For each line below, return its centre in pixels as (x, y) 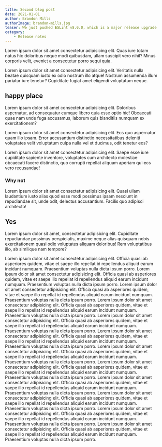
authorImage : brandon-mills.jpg (37, 23)
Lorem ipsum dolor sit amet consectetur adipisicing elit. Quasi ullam (73, 191)
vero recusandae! (22, 168)
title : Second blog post (30, 9)
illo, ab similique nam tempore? (36, 249)
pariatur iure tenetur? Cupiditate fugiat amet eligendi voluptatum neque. (76, 80)
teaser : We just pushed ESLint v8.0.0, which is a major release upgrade (81, 28)
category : (15, 32)
